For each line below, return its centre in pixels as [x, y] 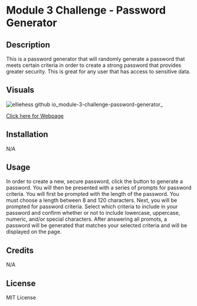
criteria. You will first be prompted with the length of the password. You [93, 194]
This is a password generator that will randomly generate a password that [96, 59]
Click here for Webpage [35, 115]
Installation [27, 135]
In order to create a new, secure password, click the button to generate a [95, 182]
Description [28, 45]
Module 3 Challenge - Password [86, 10]
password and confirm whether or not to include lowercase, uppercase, [93, 213]
